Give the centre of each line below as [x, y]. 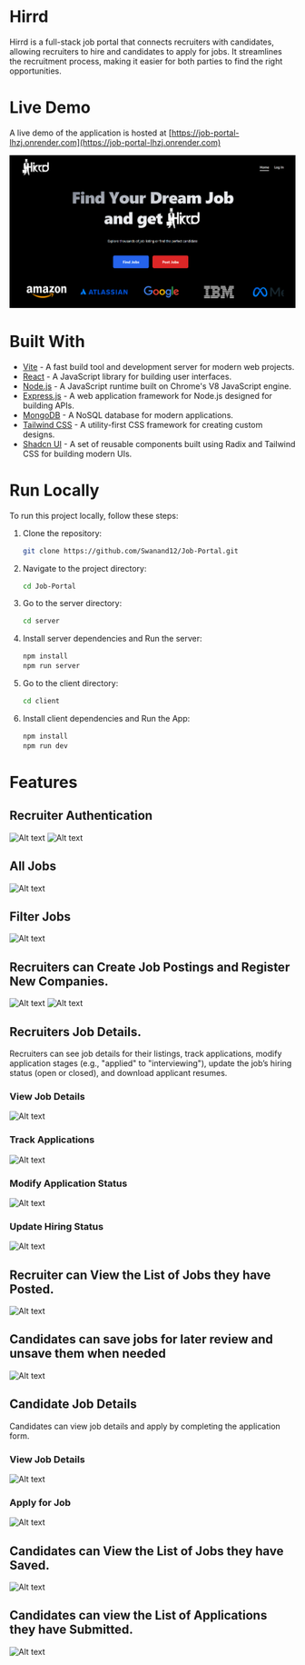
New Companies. [59, 981]
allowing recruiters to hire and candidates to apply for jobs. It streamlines [146, 51]
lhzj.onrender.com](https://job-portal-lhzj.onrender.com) [115, 142]
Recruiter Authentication [81, 816]
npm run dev [45, 746]
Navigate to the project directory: [84, 568]
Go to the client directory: [70, 683]
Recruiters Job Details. [76, 1032]
